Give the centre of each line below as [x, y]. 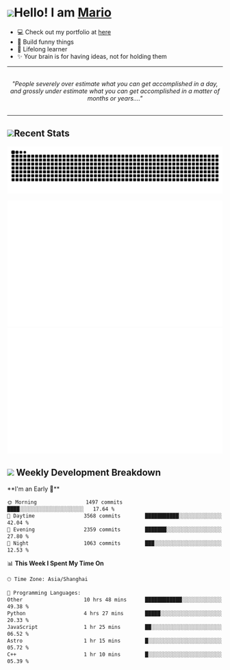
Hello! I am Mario [63, 13]
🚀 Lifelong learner [42, 49]
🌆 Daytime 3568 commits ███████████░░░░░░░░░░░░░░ [115, 516]
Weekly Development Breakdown [88, 473]
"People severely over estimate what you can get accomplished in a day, [115, 83]
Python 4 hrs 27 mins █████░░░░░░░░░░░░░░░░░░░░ [115, 614]
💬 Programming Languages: [44, 593]
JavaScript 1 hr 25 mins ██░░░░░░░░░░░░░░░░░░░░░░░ [115, 628]
